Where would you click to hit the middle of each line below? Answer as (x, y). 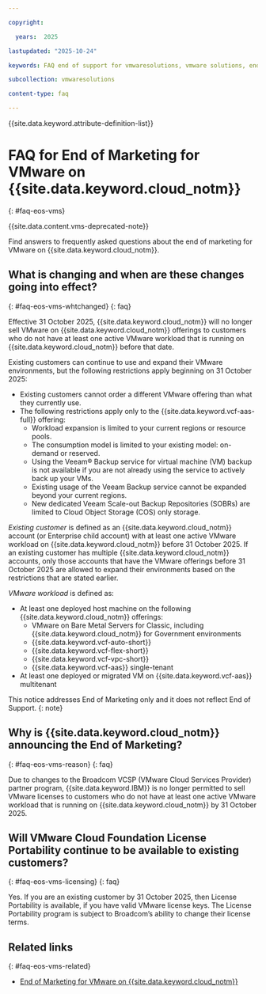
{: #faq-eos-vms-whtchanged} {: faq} (70, 306)
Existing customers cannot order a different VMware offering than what (136, 394)
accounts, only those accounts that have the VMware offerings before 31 (127, 561)
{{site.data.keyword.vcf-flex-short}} (90, 651)
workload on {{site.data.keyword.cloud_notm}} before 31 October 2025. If (128, 544)
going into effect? (53, 287)
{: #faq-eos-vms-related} (49, 966)
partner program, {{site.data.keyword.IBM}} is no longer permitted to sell (127, 787)
